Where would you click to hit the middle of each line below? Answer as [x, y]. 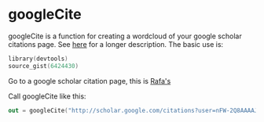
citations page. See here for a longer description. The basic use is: [116, 44]
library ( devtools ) [38, 59]
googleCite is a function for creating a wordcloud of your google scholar [125, 36]
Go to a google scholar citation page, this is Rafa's [90, 81]
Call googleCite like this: [47, 96]
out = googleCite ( [38, 110]
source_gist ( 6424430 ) [44, 66]
